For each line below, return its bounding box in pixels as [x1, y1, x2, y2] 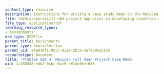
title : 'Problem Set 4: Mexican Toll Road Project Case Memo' [5, 57, 134, 62]
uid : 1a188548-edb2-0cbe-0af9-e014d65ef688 [5, 61, 95, 66]
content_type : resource [5, 7, 54, 12]
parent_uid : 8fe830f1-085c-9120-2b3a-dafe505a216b [5, 48, 110, 53]
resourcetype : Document [5, 52, 54, 57]
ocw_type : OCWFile [5, 35, 42, 39]
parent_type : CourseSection [5, 43, 62, 48]
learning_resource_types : [5, 25, 58, 30]
